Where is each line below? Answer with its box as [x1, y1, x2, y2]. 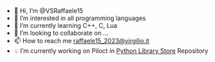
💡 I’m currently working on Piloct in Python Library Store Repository [13, 47, 209, 55]
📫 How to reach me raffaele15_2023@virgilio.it [13, 37, 150, 45]
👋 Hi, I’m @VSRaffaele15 [13, 7, 84, 15]
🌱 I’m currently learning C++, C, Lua [13, 22, 117, 29]
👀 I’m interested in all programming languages [13, 14, 147, 22]
